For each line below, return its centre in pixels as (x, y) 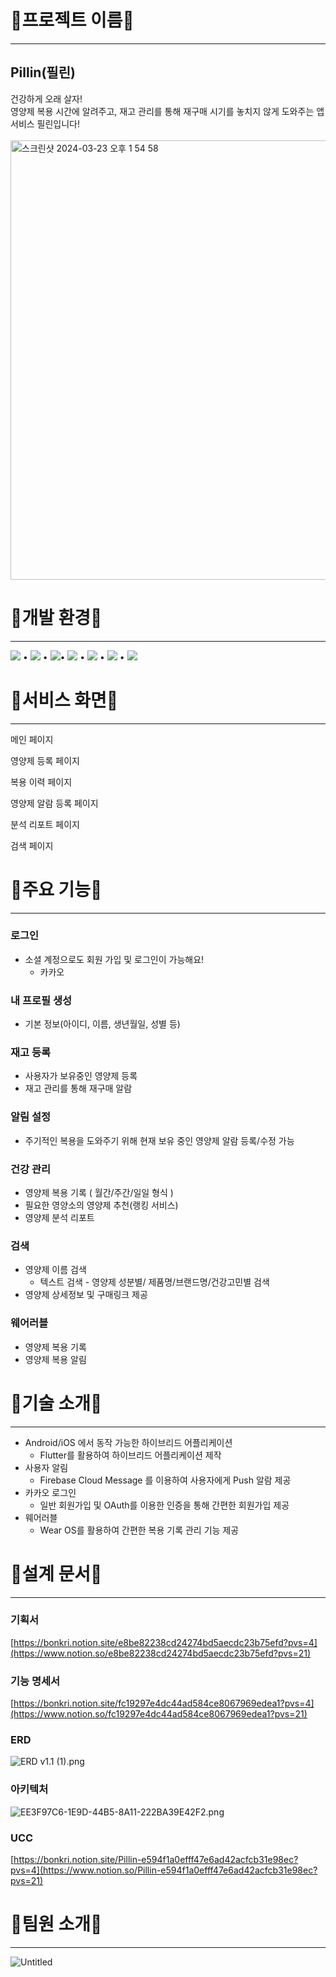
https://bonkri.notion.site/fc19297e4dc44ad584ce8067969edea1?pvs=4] (164, 1703)
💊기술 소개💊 (56, 1403)
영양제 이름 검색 (55, 1270)
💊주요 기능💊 (56, 889)
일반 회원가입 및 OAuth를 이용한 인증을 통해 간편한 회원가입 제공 (164, 1505)
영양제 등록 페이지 (45, 760)
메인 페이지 (32, 739)
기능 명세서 (35, 1681)
